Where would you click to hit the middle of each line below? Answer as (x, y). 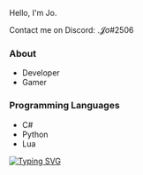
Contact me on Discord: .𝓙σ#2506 (71, 30)
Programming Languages (65, 106)
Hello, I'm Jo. (33, 13)
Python (35, 134)
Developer (41, 73)
